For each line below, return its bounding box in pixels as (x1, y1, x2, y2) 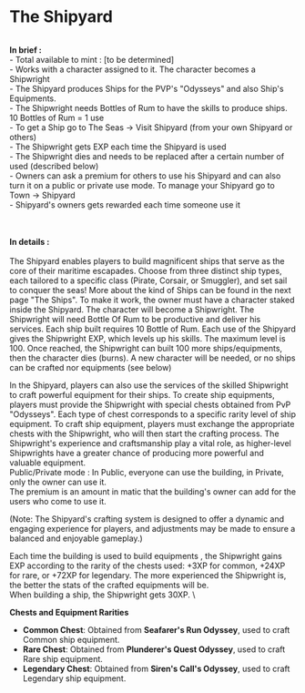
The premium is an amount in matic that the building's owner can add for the (9, 485, 297, 497)
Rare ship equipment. (22, 653, 103, 664)
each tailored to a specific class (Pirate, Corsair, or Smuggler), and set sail (9, 275, 288, 286)
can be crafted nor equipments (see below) (9, 362, 172, 372)
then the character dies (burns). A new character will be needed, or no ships (9, 352, 296, 363)
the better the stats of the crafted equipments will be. (9, 579, 209, 590)
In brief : (9, 44, 43, 56)
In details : (9, 236, 50, 247)
